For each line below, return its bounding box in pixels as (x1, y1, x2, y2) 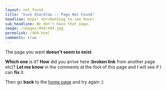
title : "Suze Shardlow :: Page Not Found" (5, 12, 95, 17)
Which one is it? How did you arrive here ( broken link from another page (5, 58, 156, 64)
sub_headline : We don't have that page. (5, 21, 91, 26)
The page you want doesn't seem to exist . (5, 48, 93, 55)
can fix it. (5, 69, 25, 75)
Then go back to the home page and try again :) (5, 78, 104, 85)
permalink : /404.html (5, 30, 50, 35)
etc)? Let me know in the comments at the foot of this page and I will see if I (5, 63, 162, 70)
